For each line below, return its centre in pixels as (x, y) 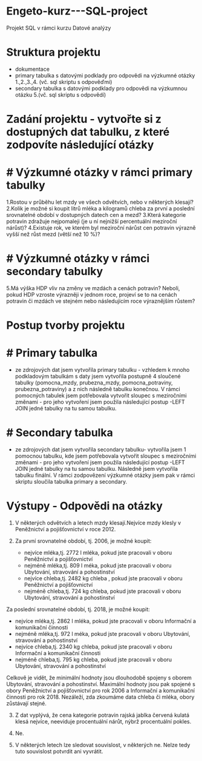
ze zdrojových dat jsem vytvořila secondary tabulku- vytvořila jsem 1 (100, 449)
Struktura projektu (54, 52)
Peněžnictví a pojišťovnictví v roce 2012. (65, 529)
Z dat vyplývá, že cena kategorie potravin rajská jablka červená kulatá (102, 715)
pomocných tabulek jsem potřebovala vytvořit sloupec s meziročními (101, 396)
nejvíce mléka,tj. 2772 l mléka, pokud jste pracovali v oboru (98, 552)
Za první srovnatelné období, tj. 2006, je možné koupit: (83, 541)
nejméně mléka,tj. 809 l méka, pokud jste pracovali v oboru (98, 565)
